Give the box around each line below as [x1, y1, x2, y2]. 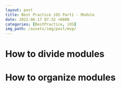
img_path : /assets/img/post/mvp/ [5, 26, 77, 32]
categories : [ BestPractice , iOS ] [5, 21, 77, 27]
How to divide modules [5, 48, 105, 60]
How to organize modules [5, 72, 116, 83]
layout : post [5, 7, 33, 13]
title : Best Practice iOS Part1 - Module [5, 12, 95, 17]
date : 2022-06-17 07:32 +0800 [5, 17, 70, 22]
